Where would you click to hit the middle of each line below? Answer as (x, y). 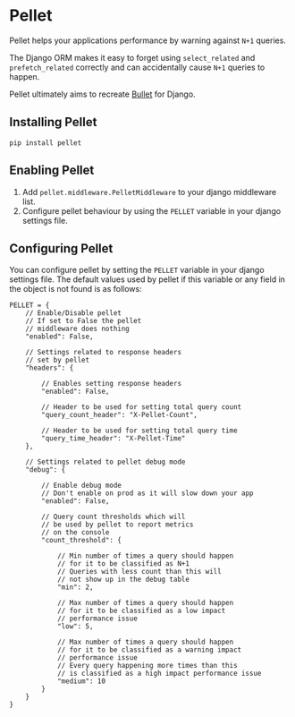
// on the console (76, 533)
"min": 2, (75, 587)
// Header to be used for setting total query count (142, 407)
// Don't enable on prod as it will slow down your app (147, 493)
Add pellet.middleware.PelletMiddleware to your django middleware (149, 192)
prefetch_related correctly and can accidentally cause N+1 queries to (137, 67)
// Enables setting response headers (111, 384)
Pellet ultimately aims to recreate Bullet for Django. (102, 94)
